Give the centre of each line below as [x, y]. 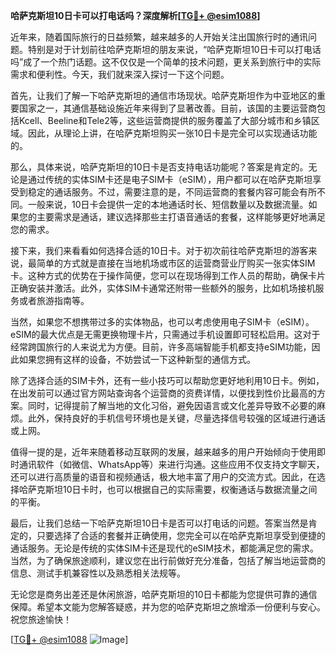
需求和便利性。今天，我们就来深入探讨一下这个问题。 [120, 74]
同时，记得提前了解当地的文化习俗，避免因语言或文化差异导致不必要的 [172, 405]
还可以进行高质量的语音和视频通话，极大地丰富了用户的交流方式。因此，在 [163, 477]
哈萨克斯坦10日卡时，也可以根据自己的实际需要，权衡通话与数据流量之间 [168, 489]
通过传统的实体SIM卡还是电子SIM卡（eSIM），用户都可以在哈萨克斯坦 [170, 179]
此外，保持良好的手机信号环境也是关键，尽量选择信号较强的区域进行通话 [176, 418]
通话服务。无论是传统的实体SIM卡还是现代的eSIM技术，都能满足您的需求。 [164, 548]
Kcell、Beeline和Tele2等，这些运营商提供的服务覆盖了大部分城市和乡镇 [165, 120]
